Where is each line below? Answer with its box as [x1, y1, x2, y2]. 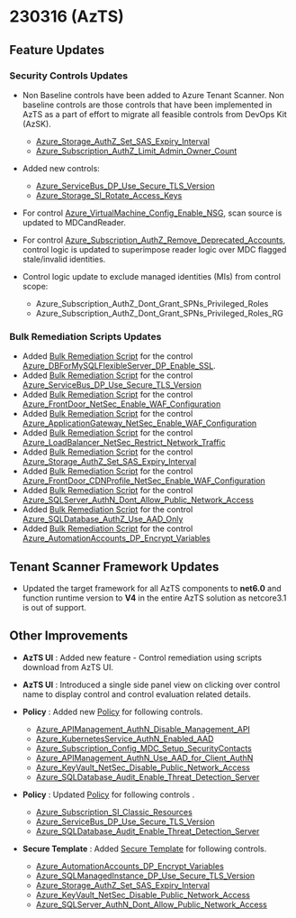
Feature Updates [9, 42, 105, 58]
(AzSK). [22, 118, 51, 129]
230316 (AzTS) [9, 6, 124, 27]
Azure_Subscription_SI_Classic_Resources [35, 806, 193, 817]
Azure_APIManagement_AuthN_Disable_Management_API [35, 723, 250, 734]
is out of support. [22, 601, 87, 612]
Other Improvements [9, 629, 129, 644]
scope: [22, 280, 49, 291]
